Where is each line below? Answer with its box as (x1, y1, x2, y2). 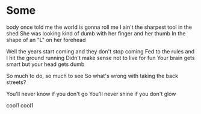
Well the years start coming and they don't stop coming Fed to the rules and (6, 47, 195, 55)
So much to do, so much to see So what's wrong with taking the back (6, 72, 179, 79)
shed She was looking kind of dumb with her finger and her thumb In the (6, 29, 186, 37)
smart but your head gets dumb (6, 61, 85, 68)
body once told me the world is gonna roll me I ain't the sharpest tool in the (6, 23, 193, 31)
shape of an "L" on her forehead (6, 36, 86, 43)
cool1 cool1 (6, 101, 34, 109)
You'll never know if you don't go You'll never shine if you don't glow (6, 90, 176, 97)
